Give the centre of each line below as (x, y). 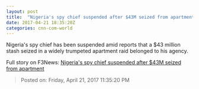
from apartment (25, 69)
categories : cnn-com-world (39, 28)
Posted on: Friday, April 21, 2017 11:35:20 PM (75, 80)
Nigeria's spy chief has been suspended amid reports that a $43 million (93, 45)
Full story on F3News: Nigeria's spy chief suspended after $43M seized (94, 62)
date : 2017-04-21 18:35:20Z (41, 22)
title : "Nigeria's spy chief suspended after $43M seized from (87, 17)
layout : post (22, 11)
